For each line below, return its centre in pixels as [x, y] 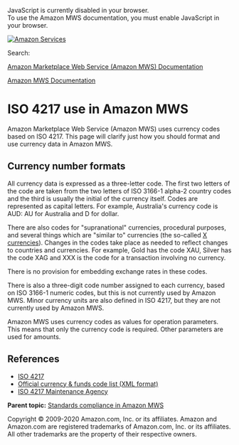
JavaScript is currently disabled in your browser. [78, 10]
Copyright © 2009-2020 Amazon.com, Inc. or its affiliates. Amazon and [112, 419]
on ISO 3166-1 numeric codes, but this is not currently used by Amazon [112, 293]
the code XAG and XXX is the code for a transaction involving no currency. [117, 257]
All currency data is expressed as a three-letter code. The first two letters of [119, 183]
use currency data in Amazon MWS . [60, 144]
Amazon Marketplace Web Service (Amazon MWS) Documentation [105, 66]
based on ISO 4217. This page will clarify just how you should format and [114, 136]
